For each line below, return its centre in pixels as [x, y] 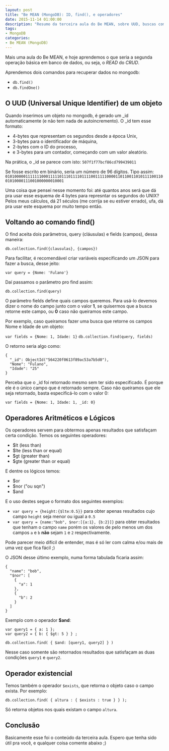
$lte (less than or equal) [37, 451]
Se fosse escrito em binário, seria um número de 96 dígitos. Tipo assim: [80, 172]
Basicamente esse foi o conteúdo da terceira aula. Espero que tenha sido [81, 737]
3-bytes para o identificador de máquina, [55, 141]
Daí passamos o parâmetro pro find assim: [49, 282]
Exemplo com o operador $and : [38, 620]
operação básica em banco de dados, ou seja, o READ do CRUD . [72, 62]
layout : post [19, 10]
